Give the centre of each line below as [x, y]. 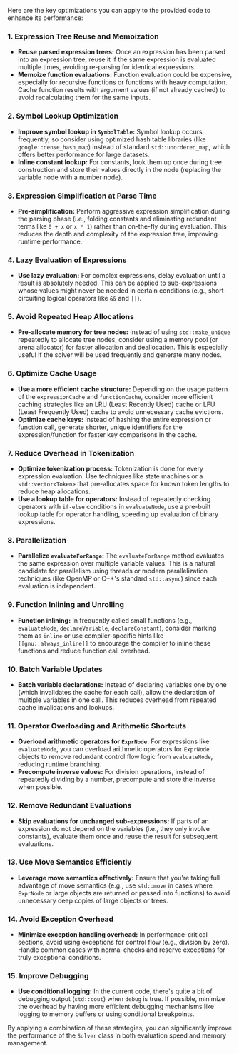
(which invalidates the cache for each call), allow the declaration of [116, 692]
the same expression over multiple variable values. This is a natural [116, 563]
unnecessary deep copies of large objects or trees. [93, 900]
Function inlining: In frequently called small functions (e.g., [105, 620]
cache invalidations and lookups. [66, 707]
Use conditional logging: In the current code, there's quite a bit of [115, 991]
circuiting [31, 298]
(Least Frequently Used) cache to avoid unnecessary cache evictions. [121, 412]
